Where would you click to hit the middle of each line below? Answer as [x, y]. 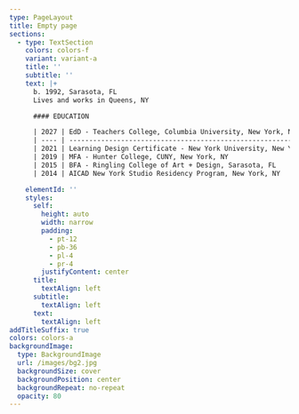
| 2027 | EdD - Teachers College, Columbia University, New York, [158, 132]
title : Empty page [43, 26]
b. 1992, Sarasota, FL [75, 92]
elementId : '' [51, 189]
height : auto [65, 214]
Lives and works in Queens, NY [91, 100]
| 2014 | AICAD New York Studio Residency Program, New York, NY [156, 173]
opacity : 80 [40, 396]
